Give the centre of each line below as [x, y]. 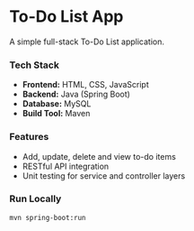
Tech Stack [35, 65]
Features [29, 137]
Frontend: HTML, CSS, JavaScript [86, 85]
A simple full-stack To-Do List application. [87, 42]
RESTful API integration [66, 166]
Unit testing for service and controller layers [104, 176]
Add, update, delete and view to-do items [99, 156]
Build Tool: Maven [56, 114]
